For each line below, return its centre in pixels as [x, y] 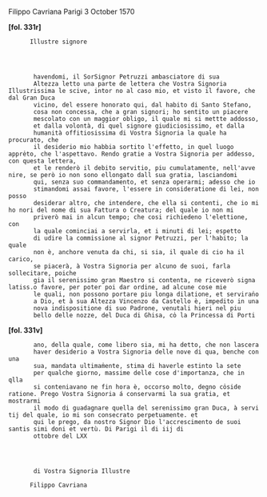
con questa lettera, [43, 161]
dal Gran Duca [32, 98]
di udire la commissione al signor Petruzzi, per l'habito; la [141, 238]
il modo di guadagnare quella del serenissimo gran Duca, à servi [146, 408]
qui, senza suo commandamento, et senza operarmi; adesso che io [144, 182]
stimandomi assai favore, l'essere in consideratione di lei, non [146, 189]
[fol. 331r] [25, 27]
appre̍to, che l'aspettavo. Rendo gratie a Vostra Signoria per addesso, [132, 154]
